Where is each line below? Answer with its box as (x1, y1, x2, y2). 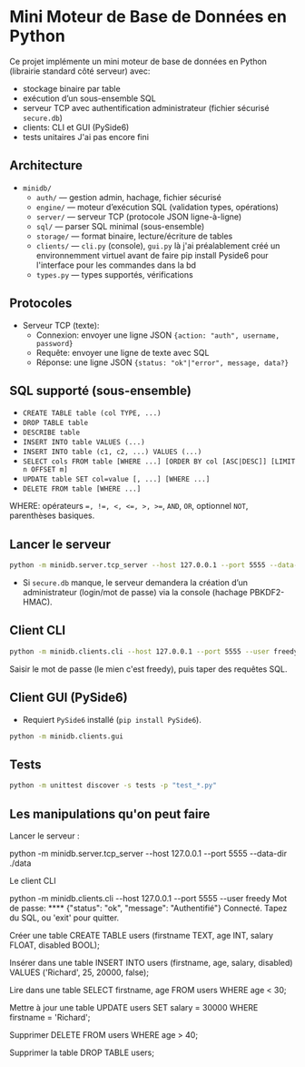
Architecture (9, 158, 84, 174)
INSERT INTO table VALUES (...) (22, 438, 145, 447)
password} (35, 339, 74, 348)
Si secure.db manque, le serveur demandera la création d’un (22, 577, 248, 588)
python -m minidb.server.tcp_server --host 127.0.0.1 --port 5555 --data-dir (9, 848, 288, 859)
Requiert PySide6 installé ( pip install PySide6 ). (22, 714, 202, 725)
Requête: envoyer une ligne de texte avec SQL (35, 347, 210, 358)
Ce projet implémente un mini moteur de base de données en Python (9, 56, 268, 66)
